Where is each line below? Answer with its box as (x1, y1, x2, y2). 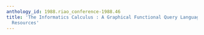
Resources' (12, 20, 39, 26)
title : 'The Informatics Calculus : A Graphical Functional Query (6, 14, 178, 20)
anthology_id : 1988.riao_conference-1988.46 (6, 8, 121, 15)
